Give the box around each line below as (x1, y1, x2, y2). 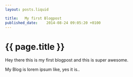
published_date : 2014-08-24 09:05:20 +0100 (5, 20, 101, 25)
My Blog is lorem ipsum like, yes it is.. (5, 66, 80, 73)
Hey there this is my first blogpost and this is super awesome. (5, 57, 129, 63)
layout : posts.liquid (5, 7, 49, 12)
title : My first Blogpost (5, 15, 62, 21)
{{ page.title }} (5, 41, 65, 52)
